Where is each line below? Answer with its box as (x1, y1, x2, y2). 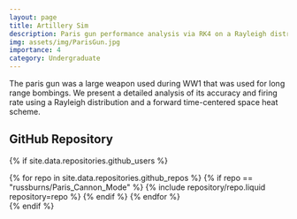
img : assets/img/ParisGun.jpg (9, 37, 121, 47)
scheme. (9, 107, 42, 117)
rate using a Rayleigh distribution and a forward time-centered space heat (9, 97, 278, 107)
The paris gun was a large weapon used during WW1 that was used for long (9, 79, 286, 88)
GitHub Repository (9, 132, 113, 147)
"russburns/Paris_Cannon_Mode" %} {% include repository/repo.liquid (9, 182, 266, 193)
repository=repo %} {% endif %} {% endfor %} (9, 191, 181, 201)
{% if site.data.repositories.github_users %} (9, 155, 168, 166)
